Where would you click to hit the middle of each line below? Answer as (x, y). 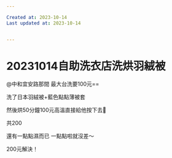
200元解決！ (22, 149)
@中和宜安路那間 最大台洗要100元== (53, 84)
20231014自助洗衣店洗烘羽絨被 (86, 66)
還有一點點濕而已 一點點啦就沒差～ (50, 136)
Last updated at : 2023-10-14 (44, 23)
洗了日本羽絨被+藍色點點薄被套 (46, 97)
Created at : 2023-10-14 (37, 17)
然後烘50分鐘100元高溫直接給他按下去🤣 (56, 110)
